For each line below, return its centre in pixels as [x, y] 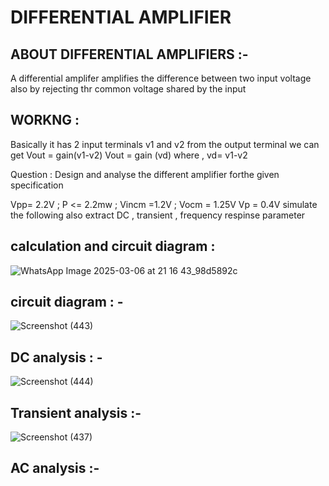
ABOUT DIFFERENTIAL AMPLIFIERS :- [129, 54]
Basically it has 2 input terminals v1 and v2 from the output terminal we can [165, 144]
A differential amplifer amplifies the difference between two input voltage [161, 78]
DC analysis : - [56, 357]
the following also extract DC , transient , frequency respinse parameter [158, 215]
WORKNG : [45, 120]
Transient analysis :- [76, 412]
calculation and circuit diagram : [113, 246]
